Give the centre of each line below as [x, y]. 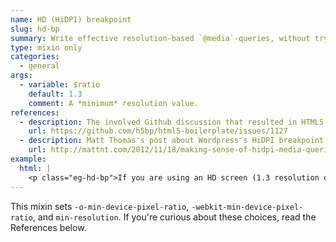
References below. [48, 227]
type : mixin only [46, 47]
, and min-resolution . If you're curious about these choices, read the [174, 217]
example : [28, 159]
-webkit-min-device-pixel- [247, 207]
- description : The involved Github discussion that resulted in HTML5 [172, 122]
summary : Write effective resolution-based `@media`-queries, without [160, 38]
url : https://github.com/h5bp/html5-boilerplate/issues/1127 [158, 131]
